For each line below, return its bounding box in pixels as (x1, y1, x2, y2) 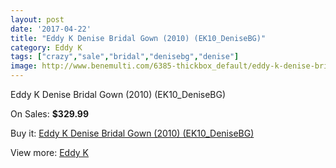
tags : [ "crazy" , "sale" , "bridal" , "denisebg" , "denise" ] (10, 52, 240, 62)
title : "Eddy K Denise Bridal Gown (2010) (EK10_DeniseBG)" (10, 33, 267, 43)
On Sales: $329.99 (10, 108, 90, 120)
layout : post (10, 14, 65, 25)
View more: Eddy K (10, 147, 90, 158)
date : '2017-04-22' (10, 24, 92, 34)
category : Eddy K (10, 42, 83, 53)
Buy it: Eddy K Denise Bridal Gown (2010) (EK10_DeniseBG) (10, 127, 255, 139)
